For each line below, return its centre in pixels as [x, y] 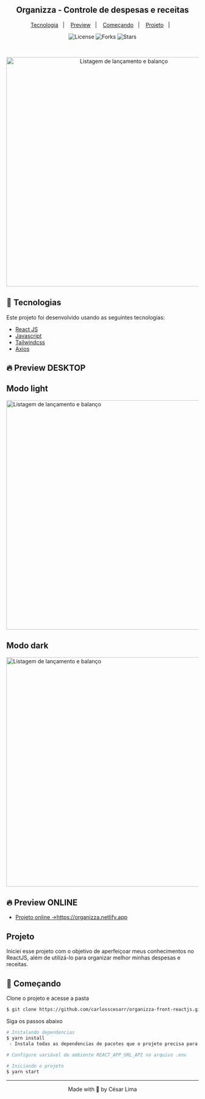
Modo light [27, 389]
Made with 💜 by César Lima [103, 1089]
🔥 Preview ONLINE [42, 903]
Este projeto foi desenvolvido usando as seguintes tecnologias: [86, 317]
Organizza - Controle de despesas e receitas [103, 10]
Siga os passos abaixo [34, 1021]
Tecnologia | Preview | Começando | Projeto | [100, 24]
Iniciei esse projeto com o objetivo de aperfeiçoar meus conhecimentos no [100, 952]
